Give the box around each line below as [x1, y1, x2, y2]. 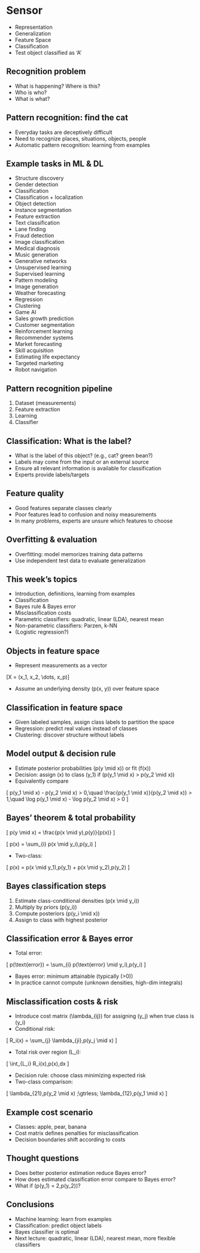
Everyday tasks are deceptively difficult [14, 129, 113, 136]
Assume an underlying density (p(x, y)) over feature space [14, 685, 160, 693]
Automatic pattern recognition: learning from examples [14, 141, 150, 148]
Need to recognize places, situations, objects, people [14, 135, 147, 142]
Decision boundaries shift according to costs [14, 1136, 126, 1143]
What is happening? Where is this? [14, 82, 101, 89]
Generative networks [14, 258, 67, 265]
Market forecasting [14, 341, 62, 348]
